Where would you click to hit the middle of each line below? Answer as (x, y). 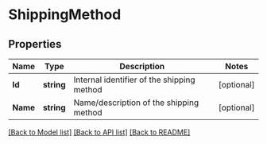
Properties (35, 44)
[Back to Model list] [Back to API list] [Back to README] (99, 132)
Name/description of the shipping (136, 103)
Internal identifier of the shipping (135, 80)
